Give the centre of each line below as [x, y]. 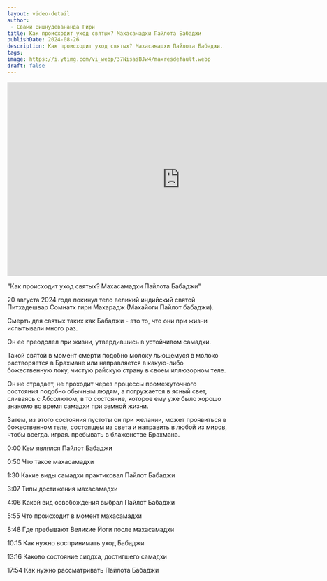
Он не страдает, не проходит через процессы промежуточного [102, 384]
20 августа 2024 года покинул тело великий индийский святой [101, 300]
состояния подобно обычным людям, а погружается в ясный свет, [107, 391]
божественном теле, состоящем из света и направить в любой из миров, [117, 427]
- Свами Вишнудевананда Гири [53, 27]
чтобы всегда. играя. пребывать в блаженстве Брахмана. [94, 434]
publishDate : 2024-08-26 [43, 40]
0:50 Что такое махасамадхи [51, 461]
